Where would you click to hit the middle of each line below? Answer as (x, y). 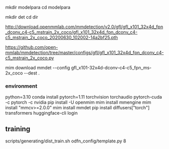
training (18, 129)
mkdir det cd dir (22, 17)
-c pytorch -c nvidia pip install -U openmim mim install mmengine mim (78, 102)
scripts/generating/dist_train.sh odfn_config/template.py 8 (66, 141)
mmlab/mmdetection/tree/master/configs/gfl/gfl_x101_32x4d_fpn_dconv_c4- (84, 53)
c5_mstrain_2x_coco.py (30, 58)
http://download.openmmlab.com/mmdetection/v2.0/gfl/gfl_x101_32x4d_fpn (84, 27)
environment (21, 86)
